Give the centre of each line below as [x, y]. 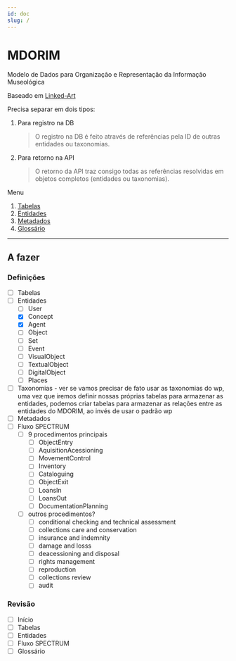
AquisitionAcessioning [71, 451]
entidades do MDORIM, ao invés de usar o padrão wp [95, 411]
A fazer [24, 257]
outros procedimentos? [61, 514]
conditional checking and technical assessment [107, 522]
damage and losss [65, 546]
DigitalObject [47, 372]
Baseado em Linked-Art [41, 96]
